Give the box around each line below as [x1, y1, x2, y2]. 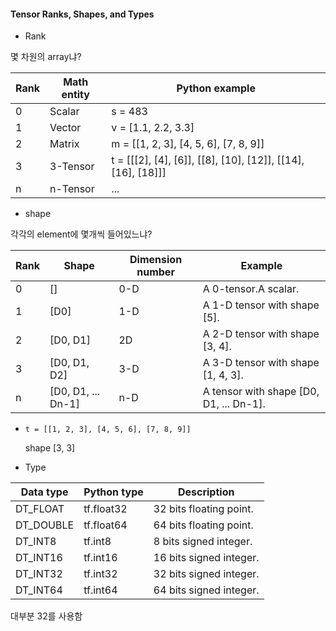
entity [61, 88, 90, 102]
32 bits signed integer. [153, 567, 260, 581]
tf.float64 [83, 518, 128, 532]
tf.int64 [83, 583, 118, 597]
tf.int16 [83, 551, 118, 565]
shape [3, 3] [24, 442, 76, 454]
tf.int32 [83, 567, 118, 581]
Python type [83, 485, 144, 499]
